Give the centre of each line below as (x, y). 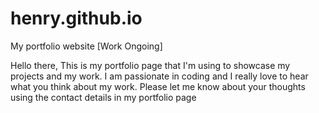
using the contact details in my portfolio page (103, 97)
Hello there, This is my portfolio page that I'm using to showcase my (150, 65)
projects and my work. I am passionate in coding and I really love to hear (159, 76)
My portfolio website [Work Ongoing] (86, 46)
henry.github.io (76, 18)
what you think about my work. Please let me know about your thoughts (158, 86)
